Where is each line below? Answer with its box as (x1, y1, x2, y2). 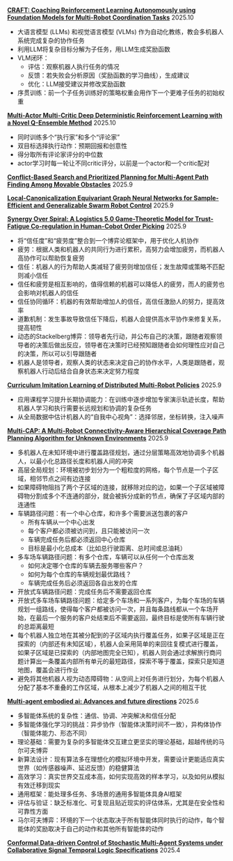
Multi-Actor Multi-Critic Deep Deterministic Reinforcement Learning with (7, 111, 223, 119)
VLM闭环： (17, 54, 50, 62)
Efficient (7, 201, 33, 210)
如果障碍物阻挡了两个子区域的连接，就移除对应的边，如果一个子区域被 (17, 483, 219, 491)
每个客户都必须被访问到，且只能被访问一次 (27, 527, 150, 535)
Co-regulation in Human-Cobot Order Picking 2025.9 (31, 222, 186, 230)
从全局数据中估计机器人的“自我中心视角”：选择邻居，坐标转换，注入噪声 (17, 413, 225, 420)
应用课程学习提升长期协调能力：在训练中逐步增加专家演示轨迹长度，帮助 (17, 395, 225, 403)
